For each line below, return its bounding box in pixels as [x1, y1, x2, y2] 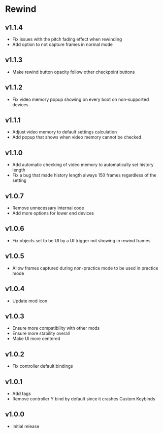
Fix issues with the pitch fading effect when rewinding [12, 36, 122, 42]
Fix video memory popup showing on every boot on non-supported [12, 96, 149, 102]
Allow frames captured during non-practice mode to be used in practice [12, 265, 159, 271]
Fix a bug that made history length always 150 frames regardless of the [12, 172, 157, 178]
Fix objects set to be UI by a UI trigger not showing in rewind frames [12, 237, 151, 243]
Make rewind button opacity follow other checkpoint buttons [12, 69, 135, 75]
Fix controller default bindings [12, 363, 73, 369]
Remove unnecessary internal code [12, 205, 85, 211]
